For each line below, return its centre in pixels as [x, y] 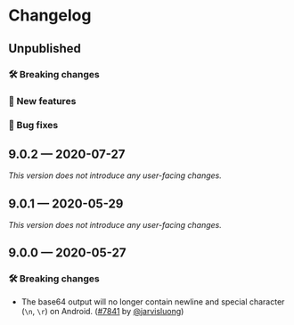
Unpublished [45, 49]
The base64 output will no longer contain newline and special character [153, 301]
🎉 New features [42, 102]
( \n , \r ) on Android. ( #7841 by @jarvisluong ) [102, 311]
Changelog [50, 16]
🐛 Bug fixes [33, 126]
